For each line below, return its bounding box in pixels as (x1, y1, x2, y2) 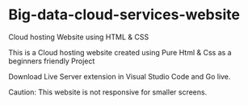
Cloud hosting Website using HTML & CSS (8, 32, 149, 42)
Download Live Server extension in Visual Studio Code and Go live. (8, 71, 231, 81)
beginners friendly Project (8, 56, 95, 66)
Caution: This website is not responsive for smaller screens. (8, 87, 208, 97)
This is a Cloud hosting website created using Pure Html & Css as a (8, 47, 232, 57)
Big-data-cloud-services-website (8, 6, 241, 24)
